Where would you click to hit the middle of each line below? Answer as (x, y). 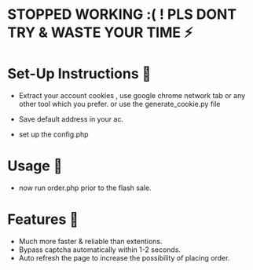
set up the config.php (53, 134)
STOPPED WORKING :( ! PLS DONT (122, 15)
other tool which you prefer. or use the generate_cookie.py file (119, 104)
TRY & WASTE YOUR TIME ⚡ (100, 33)
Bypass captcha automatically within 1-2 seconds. (100, 250)
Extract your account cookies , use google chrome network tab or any (132, 96)
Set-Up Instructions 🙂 (79, 74)
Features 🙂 (43, 219)
